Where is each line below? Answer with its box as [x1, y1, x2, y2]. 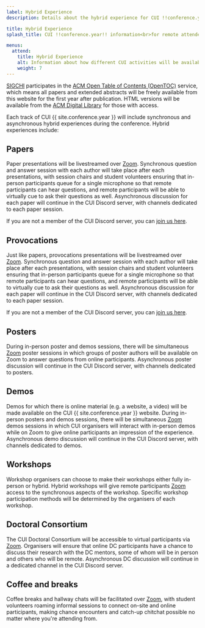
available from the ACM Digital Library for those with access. [6, 102, 159, 109]
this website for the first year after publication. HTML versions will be [6, 95, 180, 102]
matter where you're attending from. [6, 615, 98, 622]
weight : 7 [17, 65, 43, 71]
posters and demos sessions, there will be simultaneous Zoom [25, 415, 182, 423]
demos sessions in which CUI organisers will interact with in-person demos [6, 422, 196, 429]
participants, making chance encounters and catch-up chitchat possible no [6, 608, 195, 616]
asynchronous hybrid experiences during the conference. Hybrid [6, 120, 170, 127]
